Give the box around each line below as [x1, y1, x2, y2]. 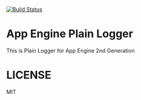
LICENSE [6, 68, 52, 82]
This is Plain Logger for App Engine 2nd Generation [6, 47, 135, 54]
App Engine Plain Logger [6, 27, 134, 41]
